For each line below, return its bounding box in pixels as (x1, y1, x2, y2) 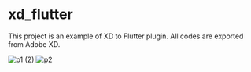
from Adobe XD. (8, 39, 61, 49)
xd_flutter (8, 5, 73, 23)
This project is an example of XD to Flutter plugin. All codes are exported (8, 31, 244, 41)
